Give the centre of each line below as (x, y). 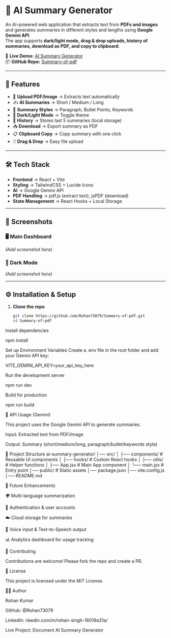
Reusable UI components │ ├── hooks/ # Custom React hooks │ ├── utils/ (84, 460)
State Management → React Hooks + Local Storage (67, 201)
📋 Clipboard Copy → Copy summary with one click (67, 134)
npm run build (20, 405)
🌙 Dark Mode (22, 263)
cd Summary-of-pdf (32, 321)
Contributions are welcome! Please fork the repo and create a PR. (74, 561)
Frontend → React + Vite (39, 179)
